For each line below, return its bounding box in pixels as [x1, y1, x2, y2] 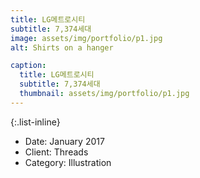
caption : [10, 61, 47, 71]
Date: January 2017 [24, 135, 105, 147]
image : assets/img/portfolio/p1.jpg [10, 33, 163, 43]
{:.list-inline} [10, 116, 61, 128]
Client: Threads [24, 146, 89, 158]
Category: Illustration [24, 156, 112, 168]
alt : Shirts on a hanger [10, 42, 114, 53]
